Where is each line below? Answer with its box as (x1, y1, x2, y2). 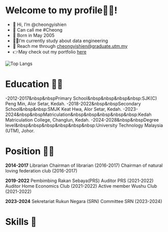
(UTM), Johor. (5, 127, 35, 134)
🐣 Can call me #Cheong (12, 26, 63, 33)
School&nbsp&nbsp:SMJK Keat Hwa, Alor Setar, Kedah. (5, 106, 122, 112)
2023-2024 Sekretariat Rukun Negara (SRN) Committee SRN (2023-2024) (5, 198, 162, 204)
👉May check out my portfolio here (12, 48, 87, 55)
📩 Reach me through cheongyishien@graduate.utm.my (12, 43, 128, 49)
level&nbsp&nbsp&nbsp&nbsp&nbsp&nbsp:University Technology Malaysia (5, 122, 163, 128)
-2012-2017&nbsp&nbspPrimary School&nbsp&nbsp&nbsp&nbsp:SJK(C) (5, 95, 157, 101)
